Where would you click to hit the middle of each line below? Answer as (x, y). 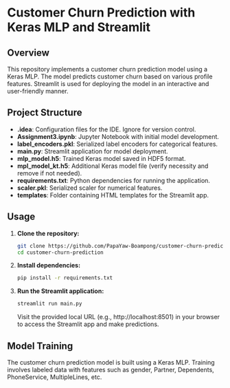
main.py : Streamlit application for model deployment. (92, 151)
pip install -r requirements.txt (65, 278)
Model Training (40, 346)
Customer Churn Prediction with (101, 13)
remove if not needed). (49, 173)
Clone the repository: (48, 233)
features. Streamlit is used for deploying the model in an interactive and (108, 84)
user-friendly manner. (38, 91)
